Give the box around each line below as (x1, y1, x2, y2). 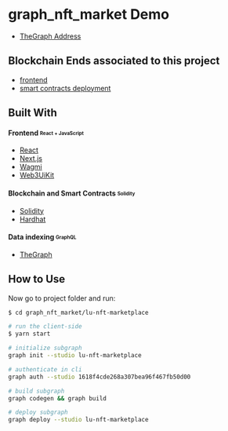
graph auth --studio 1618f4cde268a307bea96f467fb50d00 (8, 373, 191, 381)
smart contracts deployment (19, 83, 111, 93)
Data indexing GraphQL (8, 232, 77, 242)
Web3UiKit (19, 170, 55, 180)
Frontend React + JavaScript (8, 128, 85, 137)
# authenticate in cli (8, 365, 82, 374)
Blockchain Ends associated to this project (8, 54, 220, 68)
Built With (8, 106, 57, 119)
